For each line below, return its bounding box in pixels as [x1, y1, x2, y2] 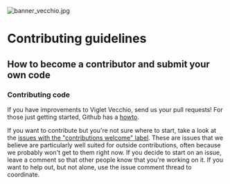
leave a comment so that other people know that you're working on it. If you [7, 156, 224, 164]
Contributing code [7, 90, 71, 100]
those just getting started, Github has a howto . [7, 113, 140, 121]
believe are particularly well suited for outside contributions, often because [7, 140, 221, 149]
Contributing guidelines [7, 31, 147, 46]
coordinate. [7, 170, 40, 178]
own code [7, 69, 51, 81]
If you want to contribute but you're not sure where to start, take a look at [7, 126, 217, 134]
